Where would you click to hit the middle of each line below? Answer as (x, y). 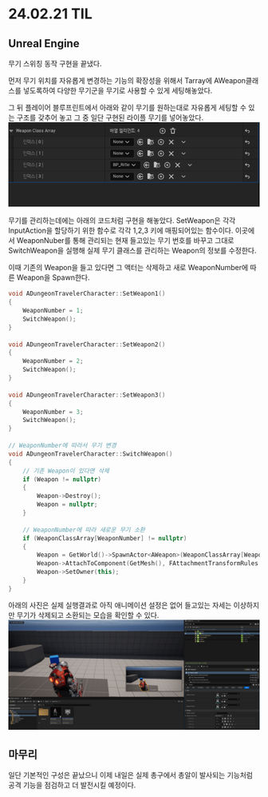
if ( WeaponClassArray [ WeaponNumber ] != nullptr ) (105, 538)
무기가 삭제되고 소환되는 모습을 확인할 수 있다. (88, 615)
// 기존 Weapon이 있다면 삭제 (66, 471)
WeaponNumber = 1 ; (53, 311)
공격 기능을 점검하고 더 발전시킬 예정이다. (72, 785)
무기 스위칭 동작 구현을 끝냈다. (55, 64)
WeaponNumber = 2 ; (53, 361)
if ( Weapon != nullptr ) (62, 479)
